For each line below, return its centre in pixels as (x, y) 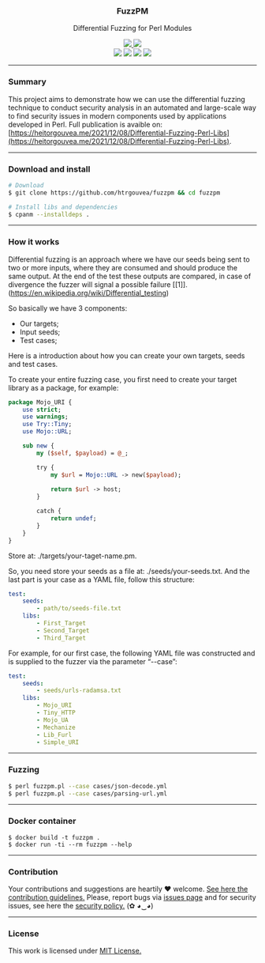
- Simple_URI (58, 742)
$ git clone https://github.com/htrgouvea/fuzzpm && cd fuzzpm (114, 193)
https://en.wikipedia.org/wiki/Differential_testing (89, 293)
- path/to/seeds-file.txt (79, 609)
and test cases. (33, 364)
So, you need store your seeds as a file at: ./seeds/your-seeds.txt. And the (129, 571)
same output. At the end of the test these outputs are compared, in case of (130, 276)
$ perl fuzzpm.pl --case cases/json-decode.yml (88, 786)
